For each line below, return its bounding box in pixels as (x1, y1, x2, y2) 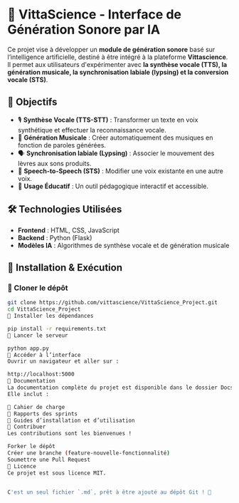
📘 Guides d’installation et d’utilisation (7, 417, 135, 424)
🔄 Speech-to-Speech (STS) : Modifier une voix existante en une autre (17, 167, 224, 175)
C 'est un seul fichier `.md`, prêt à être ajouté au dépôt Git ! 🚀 (7, 488, 212, 496)
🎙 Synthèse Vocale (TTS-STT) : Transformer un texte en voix (17, 115, 198, 124)
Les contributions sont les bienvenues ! (7, 430, 132, 437)
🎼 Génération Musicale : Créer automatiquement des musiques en (17, 133, 213, 142)
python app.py (7, 345, 50, 352)
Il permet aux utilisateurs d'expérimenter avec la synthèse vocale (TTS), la (7, 60, 228, 68)
